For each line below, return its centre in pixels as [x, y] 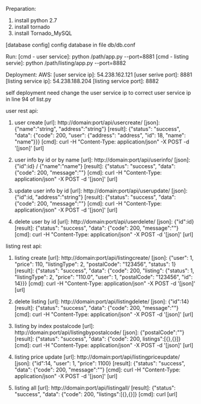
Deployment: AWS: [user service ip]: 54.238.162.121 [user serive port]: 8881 [99, 74]
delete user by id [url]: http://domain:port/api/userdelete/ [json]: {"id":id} [104, 222]
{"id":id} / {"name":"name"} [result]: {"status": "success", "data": [95, 166]
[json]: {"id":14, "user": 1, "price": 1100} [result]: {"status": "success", [100, 363]
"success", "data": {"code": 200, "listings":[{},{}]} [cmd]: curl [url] [96, 394]
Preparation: [21, 9]
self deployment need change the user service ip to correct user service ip [98, 93]
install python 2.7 [36, 20]
